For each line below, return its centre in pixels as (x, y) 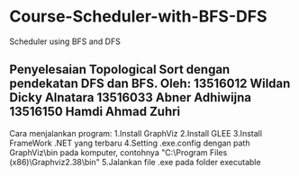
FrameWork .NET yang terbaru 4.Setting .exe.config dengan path (130, 143)
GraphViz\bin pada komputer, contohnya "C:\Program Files (118, 152)
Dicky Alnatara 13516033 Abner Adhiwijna (131, 97)
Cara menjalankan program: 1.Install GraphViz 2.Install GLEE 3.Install (136, 133)
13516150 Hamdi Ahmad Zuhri (95, 112)
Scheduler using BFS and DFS (65, 41)
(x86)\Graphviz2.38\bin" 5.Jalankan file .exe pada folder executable (135, 162)
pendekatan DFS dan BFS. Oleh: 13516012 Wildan (150, 84)
